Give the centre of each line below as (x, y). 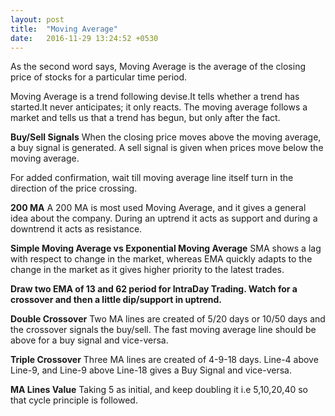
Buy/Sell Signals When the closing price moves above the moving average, (166, 137)
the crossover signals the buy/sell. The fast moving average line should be (163, 330)
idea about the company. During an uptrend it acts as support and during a (164, 218)
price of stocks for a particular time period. (99, 77)
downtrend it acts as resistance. (76, 229)
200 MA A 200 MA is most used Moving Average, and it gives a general (158, 208)
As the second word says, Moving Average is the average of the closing (158, 67)
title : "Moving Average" (64, 29)
